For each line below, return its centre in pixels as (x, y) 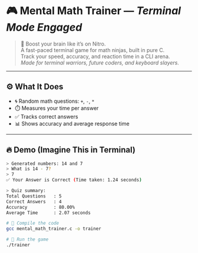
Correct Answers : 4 (34, 202)
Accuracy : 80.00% (41, 207)
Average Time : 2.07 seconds (49, 213)
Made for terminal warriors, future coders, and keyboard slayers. (100, 63)
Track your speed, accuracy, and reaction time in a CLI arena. (95, 56)
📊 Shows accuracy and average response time (72, 124)
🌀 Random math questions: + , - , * (55, 101)
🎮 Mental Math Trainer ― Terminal (94, 11)
